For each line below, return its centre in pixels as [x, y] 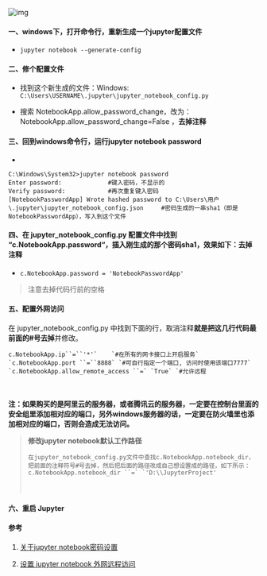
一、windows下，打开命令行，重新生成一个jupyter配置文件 [105, 31]
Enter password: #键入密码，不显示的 [87, 183]
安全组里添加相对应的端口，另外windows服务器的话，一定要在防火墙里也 [128, 414]
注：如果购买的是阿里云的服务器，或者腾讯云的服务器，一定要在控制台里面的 [133, 404]
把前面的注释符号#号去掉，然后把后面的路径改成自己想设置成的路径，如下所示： [139, 466]
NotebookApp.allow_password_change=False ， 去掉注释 [113, 122]
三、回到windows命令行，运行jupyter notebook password [105, 141]
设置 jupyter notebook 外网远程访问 [77, 563]
